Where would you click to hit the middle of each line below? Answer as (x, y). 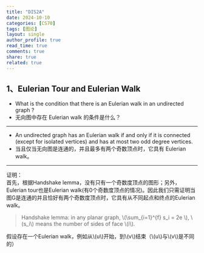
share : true (21, 57)
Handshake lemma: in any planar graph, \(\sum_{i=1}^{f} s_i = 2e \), (105, 218)
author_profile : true (34, 40)
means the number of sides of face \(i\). (85, 224)
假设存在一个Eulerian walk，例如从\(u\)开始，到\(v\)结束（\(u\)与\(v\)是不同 (100, 237)
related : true (24, 62)
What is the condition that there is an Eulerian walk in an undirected (99, 104)
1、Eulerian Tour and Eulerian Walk (73, 89)
